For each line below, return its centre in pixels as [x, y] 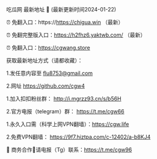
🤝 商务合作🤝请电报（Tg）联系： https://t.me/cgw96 [69, 150]
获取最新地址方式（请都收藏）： [45, 60]
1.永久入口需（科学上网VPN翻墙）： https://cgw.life [68, 124]
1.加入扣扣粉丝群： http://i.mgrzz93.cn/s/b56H [64, 99]
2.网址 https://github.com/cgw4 [46, 86]
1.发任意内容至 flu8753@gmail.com [50, 73]
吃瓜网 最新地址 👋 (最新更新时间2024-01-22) [61, 9]
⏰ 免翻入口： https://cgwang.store [48, 48]
